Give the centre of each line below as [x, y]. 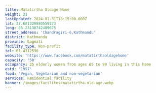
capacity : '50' [21, 60]
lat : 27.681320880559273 [31, 23]
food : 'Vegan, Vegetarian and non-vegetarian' [54, 74]
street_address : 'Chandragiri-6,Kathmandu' [51, 32]
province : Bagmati [24, 42]
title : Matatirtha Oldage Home [37, 10]
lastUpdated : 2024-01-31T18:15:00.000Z [46, 19]
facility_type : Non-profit [33, 46]
